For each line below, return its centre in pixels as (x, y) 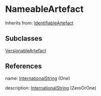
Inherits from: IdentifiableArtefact (39, 23)
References (23, 66)
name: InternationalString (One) (38, 78)
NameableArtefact (44, 9)
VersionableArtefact (26, 50)
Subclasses (24, 39)
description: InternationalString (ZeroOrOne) (51, 88)
